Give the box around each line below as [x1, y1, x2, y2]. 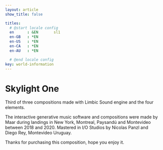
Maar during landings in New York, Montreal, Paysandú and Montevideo [5, 119, 151, 125]
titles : [5, 21, 21, 26]
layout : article [5, 7, 38, 12]
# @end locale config [9, 57, 54, 62]
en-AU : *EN [9, 48, 38, 53]
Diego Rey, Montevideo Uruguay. [5, 130, 72, 136]
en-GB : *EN [9, 35, 38, 39]
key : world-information [5, 62, 54, 67]
